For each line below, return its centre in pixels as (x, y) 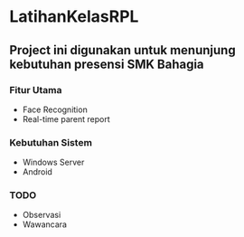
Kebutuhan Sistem (51, 142)
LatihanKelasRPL (74, 17)
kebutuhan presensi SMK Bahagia (107, 64)
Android (37, 172)
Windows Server (53, 162)
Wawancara (45, 224)
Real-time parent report (66, 118)
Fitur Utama (36, 90)
